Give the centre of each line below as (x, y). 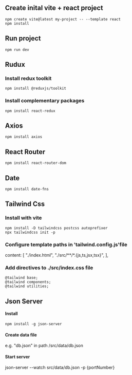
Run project (23, 38)
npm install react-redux (30, 111)
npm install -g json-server (34, 324)
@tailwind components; (28, 282)
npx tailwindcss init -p (30, 232)
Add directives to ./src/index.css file (49, 267)
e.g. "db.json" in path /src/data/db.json (44, 346)
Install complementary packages (45, 101)
